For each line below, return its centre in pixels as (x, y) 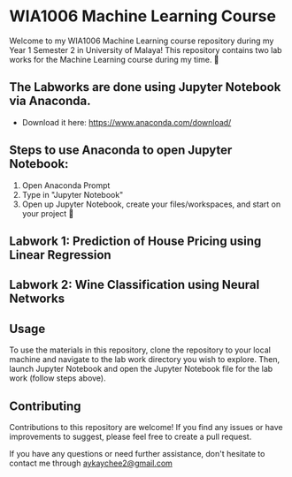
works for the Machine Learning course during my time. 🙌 (114, 59)
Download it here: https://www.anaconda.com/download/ (127, 122)
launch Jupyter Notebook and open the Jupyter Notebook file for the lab (141, 369)
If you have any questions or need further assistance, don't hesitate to (137, 453)
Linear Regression (61, 255)
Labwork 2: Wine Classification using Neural (134, 285)
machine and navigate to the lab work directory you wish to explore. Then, (145, 360)
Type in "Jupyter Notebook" (73, 194)
